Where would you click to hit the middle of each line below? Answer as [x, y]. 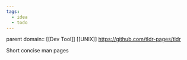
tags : [13, 11]
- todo [20, 22]
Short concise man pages [38, 51]
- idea [20, 17]
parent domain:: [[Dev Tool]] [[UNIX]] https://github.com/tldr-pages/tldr [93, 39]
